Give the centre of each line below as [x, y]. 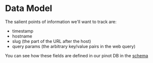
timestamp [23, 31]
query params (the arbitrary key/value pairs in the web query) [74, 46]
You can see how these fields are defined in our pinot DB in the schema [76, 55]
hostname [22, 36]
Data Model [29, 8]
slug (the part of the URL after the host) [51, 41]
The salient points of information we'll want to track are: [61, 22]
